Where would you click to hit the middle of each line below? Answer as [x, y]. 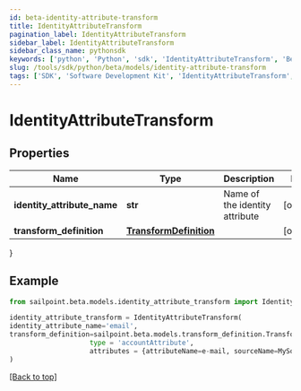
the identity [247, 204]
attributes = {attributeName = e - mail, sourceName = [184, 351]
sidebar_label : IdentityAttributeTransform [92, 43]
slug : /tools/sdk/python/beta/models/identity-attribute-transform [138, 68]
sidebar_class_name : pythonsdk [68, 51]
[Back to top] [33, 377]
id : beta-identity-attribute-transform [84, 17]
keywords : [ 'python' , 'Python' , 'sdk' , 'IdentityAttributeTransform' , [144, 59]
